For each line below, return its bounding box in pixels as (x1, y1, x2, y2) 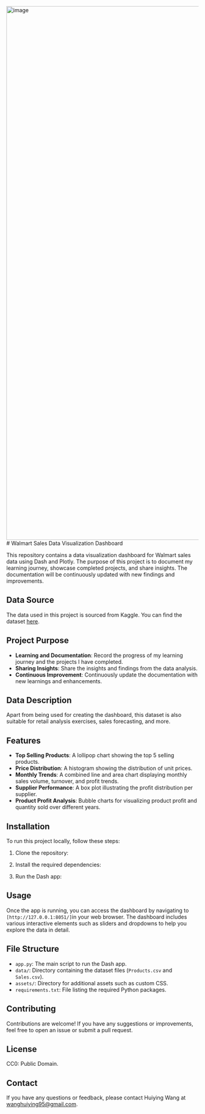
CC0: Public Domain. (6, 1060, 59, 1068)
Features (6, 735, 41, 746)
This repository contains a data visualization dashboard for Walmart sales (6, 552, 191, 558)
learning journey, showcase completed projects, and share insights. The (6, 564, 188, 572)
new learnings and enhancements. (15, 677, 103, 685)
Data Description (6, 695, 72, 706)
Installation (6, 821, 50, 832)
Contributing (6, 1004, 56, 1014)
